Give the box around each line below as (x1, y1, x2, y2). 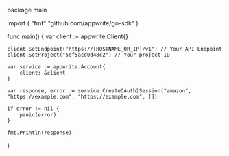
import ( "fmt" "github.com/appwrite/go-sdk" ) (7, 19, 138, 27)
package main (7, 6, 47, 14)
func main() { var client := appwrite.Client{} (7, 32, 129, 40)
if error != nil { (7, 105, 60, 112)
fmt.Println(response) (7, 129, 72, 136)
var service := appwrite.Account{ (7, 64, 106, 70)
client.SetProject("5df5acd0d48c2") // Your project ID (7, 51, 170, 58)
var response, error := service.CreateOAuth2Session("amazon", (7, 88, 192, 94)
